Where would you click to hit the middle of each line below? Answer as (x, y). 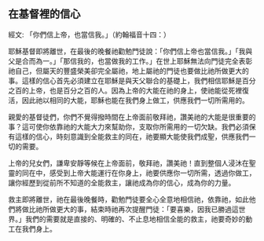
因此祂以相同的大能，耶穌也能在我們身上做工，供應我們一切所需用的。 (135, 100)
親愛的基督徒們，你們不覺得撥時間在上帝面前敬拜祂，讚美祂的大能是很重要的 (132, 117)
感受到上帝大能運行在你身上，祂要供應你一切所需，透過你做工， (152, 173)
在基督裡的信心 (44, 14)
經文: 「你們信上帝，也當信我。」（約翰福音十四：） (89, 35)
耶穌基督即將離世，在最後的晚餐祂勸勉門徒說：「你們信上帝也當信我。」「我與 (130, 51)
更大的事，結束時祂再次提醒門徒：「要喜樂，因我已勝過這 (147, 209)
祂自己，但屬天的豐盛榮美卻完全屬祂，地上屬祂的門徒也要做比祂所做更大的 (128, 71)
